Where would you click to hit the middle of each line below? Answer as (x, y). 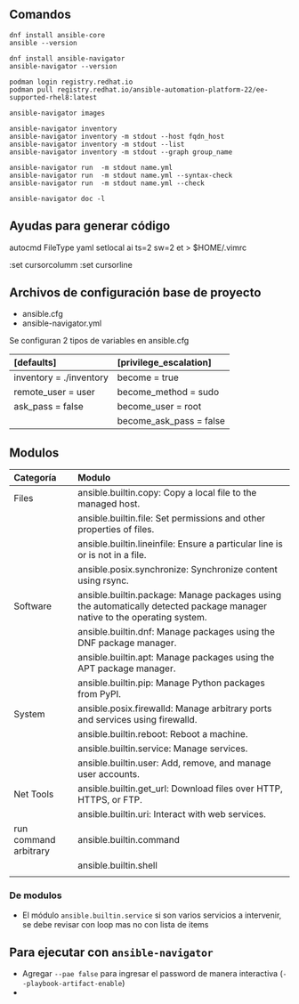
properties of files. (116, 530)
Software (32, 606)
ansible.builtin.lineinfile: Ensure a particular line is (180, 544)
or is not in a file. (112, 555)
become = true (148, 377)
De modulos (36, 895)
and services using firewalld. (137, 720)
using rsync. (103, 580)
